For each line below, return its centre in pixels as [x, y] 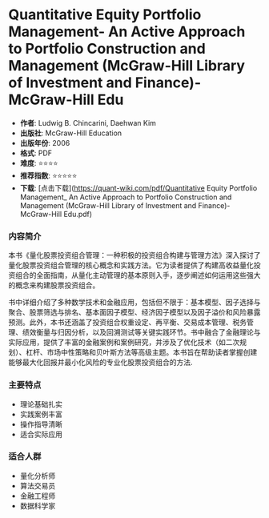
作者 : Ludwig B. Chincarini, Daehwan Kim [88, 122]
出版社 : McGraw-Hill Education [71, 133]
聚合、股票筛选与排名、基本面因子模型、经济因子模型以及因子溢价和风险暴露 [134, 312]
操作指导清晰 [41, 424]
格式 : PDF [36, 153]
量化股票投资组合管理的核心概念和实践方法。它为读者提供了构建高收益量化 [131, 265]
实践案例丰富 [41, 414]
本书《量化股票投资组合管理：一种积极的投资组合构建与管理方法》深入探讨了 [134, 255]
